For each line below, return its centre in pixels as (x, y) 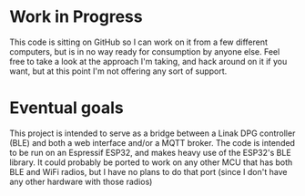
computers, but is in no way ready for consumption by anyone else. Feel (145, 51)
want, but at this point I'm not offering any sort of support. (118, 71)
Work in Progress (76, 17)
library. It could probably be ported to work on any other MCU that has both (151, 162)
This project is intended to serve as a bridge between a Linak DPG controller (152, 133)
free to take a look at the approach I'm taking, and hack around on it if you (148, 61)
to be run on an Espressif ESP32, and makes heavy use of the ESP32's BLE (150, 152)
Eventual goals (67, 108)
